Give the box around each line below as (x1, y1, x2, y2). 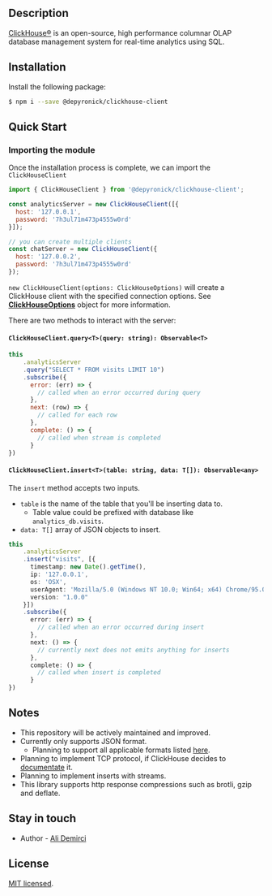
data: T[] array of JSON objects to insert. (19, 524, 161, 535)
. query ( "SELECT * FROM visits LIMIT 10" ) (23, 366, 164, 374)
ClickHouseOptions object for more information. (8, 300, 172, 309)
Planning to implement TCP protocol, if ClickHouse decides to (19, 753, 227, 763)
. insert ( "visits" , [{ (23, 556, 96, 564)
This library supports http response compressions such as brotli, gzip (19, 779, 253, 789)
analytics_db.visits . (32, 516, 104, 526)
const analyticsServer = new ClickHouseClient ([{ (8, 201, 180, 209)
